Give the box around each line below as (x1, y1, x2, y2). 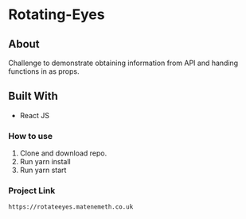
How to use (8, 130, 53, 141)
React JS (19, 110, 50, 120)
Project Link (8, 185, 56, 196)
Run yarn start (19, 165, 67, 175)
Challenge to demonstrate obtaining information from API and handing (8, 58, 239, 67)
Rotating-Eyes (8, 6, 105, 24)
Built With (8, 90, 58, 103)
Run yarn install (19, 157, 71, 167)
